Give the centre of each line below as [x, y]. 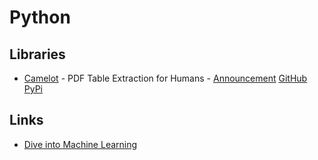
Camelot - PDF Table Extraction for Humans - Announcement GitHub [165, 78]
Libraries [37, 54]
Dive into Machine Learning [80, 144]
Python [40, 17]
